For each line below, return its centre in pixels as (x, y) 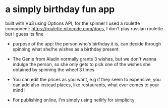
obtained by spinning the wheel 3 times (53, 70)
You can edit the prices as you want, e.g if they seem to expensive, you (87, 79)
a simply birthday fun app (60, 9)
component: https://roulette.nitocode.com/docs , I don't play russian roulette (84, 28)
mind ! (19, 90)
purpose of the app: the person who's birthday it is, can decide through (87, 43)
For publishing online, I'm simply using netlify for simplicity (73, 100)
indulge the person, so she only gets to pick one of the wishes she (81, 64)
